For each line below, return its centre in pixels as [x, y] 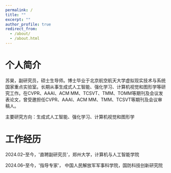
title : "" [16, 15]
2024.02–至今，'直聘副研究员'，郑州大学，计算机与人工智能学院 [72, 154]
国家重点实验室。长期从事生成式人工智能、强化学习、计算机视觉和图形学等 [83, 87]
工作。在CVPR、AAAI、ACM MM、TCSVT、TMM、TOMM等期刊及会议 [84, 93]
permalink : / [19, 10]
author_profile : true [28, 24]
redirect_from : [21, 29]
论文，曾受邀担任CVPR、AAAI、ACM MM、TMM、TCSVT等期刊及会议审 [86, 100]
